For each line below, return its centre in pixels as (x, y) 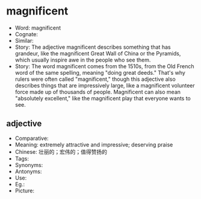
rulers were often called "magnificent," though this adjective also (95, 79)
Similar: (24, 40)
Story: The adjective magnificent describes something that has (93, 47)
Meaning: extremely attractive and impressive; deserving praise (94, 144)
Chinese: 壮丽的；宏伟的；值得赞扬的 (61, 151)
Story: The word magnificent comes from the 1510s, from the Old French (104, 66)
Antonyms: (28, 171)
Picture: (25, 191)
